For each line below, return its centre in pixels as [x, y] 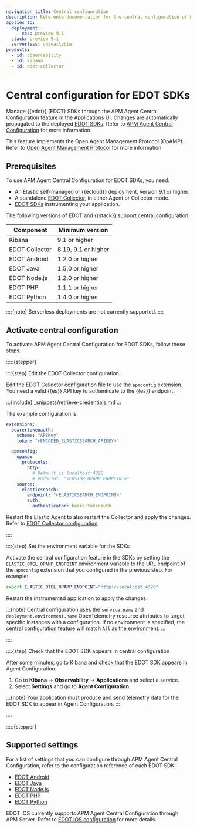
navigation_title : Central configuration [57, 11]
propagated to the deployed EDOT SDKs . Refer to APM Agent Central [89, 124]
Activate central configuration [62, 330]
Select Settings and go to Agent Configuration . [72, 686]
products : [18, 50]
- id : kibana [27, 60]
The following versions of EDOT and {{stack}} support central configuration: [98, 215]
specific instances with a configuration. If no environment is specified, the [96, 622]
